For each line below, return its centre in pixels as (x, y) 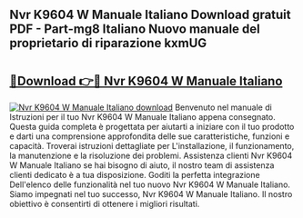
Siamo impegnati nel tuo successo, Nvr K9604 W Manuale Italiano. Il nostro (151, 194)
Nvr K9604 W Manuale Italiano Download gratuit (150, 15)
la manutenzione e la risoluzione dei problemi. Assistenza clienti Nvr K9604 (151, 155)
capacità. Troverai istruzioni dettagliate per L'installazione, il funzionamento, (152, 146)
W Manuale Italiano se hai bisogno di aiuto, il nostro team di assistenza (142, 165)
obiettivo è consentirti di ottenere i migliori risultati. (105, 204)
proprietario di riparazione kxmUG (108, 43)
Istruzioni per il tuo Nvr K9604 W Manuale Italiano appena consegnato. (142, 117)
